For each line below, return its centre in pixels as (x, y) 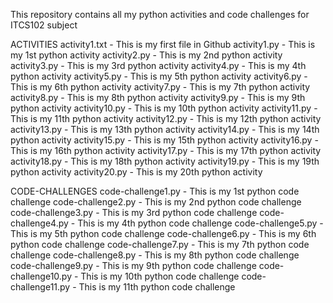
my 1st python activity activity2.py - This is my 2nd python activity (146, 55)
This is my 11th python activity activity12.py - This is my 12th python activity (166, 118)
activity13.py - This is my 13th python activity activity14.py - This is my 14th (165, 129)
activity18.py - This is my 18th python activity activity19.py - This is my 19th (165, 161)
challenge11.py (40, 287)
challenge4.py (39, 223)
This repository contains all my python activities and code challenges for (160, 14)
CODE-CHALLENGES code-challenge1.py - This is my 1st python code (155, 191)
